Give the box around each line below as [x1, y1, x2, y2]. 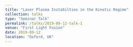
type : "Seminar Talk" [5, 16, 50, 21]
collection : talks [5, 12, 43, 17]
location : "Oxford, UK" [5, 35, 54, 40]
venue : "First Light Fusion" [5, 25, 65, 30]
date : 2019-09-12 [5, 30, 41, 35]
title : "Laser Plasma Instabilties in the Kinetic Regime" [5, 7, 129, 12]
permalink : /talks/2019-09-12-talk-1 [5, 21, 83, 26]
